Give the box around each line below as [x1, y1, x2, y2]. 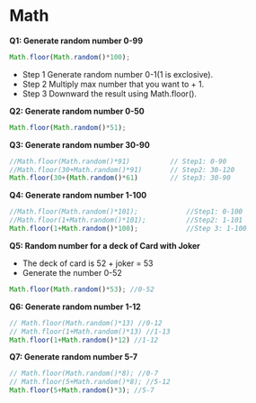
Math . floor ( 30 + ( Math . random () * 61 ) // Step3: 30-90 [9, 173, 231, 183]
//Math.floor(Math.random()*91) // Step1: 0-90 [9, 157, 227, 166]
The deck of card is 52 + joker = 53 [22, 258, 154, 269]
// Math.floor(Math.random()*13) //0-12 [9, 318, 163, 327]
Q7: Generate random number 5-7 [9, 352, 137, 362]
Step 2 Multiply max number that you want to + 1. [22, 78, 205, 89]
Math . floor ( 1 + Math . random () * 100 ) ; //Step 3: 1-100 [9, 224, 247, 234]
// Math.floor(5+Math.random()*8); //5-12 [9, 378, 171, 387]
